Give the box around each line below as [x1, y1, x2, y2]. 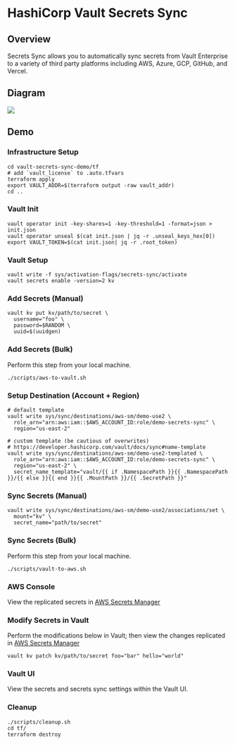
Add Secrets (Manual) [7, 294, 84, 304]
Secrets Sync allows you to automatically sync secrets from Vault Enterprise [7, 52, 229, 60]
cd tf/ [7, 725, 27, 732]
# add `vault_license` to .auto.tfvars [7, 169, 125, 177]
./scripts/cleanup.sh [7, 718, 71, 725]
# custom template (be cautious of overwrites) [7, 437, 150, 444]
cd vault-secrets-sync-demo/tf [7, 163, 99, 170]
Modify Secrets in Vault [7, 615, 89, 625]
